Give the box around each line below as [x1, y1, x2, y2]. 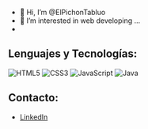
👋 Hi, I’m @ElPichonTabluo [19, 8, 106, 17]
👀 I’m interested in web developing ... [19, 16, 141, 25]
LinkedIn [19, 112, 48, 122]
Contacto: [8, 91, 59, 104]
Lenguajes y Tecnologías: [8, 47, 138, 61]
